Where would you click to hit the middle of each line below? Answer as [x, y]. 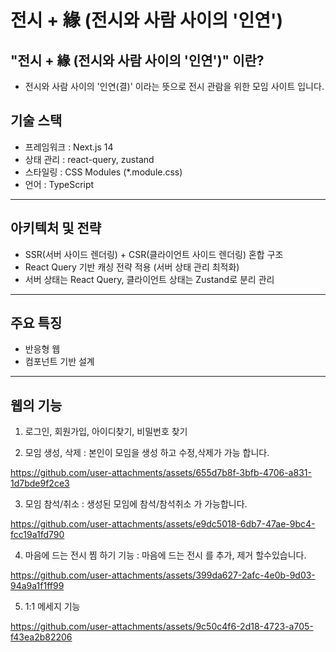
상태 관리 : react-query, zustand [89, 159]
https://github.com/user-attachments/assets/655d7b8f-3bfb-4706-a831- [161, 473]
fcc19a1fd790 [37, 535]
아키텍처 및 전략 [56, 228]
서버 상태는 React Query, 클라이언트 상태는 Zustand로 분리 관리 [149, 279]
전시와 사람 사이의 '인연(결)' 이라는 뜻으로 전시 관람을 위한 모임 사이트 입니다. [174, 86]
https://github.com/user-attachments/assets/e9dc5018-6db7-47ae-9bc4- [163, 524]
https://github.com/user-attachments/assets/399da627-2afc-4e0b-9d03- [163, 575]
